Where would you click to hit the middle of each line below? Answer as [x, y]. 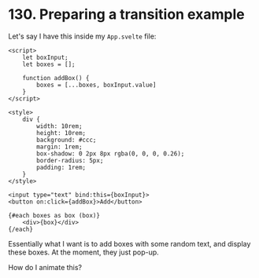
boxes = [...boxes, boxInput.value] [96, 85]
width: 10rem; [59, 126]
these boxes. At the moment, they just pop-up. [83, 252]
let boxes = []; [49, 64]
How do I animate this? [45, 267]
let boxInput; [45, 57]
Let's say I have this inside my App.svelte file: [82, 36]
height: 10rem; [61, 133]
